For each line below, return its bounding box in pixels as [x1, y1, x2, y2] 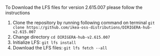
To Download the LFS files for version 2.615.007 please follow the [5, 5, 143, 10]
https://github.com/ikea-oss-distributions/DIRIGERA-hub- [26, 25, 152, 30]
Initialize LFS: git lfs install [12, 39, 76, 45]
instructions [5, 10, 31, 16]
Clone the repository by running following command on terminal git [12, 20, 155, 25]
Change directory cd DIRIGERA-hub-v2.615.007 [12, 34, 111, 40]
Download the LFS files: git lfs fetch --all [12, 45, 108, 50]
